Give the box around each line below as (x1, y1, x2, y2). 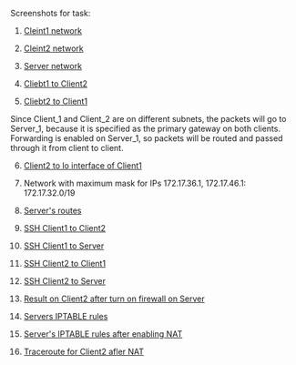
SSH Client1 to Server (23, 240, 105, 251)
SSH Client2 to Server (23, 276, 107, 286)
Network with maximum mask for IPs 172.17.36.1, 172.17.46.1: (23, 177, 247, 188)
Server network (23, 61, 83, 71)
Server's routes (23, 205, 82, 216)
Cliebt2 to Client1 (23, 96, 88, 106)
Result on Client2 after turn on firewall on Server (23, 293, 206, 304)
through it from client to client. (10, 143, 124, 153)
